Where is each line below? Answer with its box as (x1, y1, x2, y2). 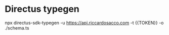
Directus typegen (5, 3, 79, 15)
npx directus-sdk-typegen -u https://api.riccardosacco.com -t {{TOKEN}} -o (5, 20, 164, 26)
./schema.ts (5, 25, 29, 31)
